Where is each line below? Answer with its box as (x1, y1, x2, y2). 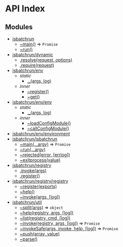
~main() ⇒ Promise (19, 41, 58, 47)
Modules (5, 23, 33, 31)
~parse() (19, 236, 38, 242)
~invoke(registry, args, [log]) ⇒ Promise (19, 220, 100, 226)
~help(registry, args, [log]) (19, 210, 74, 216)
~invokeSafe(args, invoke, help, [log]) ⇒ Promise (19, 226, 119, 231)
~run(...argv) (19, 147, 46, 152)
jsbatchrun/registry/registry (12, 178, 68, 184)
